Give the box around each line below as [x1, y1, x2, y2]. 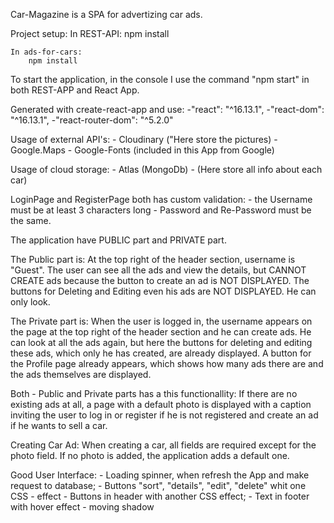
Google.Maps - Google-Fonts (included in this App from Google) [10, 144, 275, 156]
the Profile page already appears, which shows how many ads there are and [10, 358, 324, 369]
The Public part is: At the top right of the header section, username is [10, 254, 296, 265]
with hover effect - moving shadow [10, 501, 155, 513]
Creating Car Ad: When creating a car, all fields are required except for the [10, 439, 317, 451]
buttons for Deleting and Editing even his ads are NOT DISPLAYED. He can [10, 285, 317, 297]
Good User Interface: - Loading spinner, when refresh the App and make [10, 469, 310, 481]
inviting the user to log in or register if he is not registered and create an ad [10, 409, 319, 421]
